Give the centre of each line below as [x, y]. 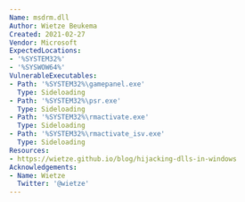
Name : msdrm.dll [39, 17]
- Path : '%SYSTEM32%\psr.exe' [65, 101]
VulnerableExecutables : [53, 76]
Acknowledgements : [43, 167]
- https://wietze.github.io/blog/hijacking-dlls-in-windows [123, 159]
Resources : [29, 150]
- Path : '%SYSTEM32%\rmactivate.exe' [79, 117]
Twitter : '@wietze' [53, 184]
